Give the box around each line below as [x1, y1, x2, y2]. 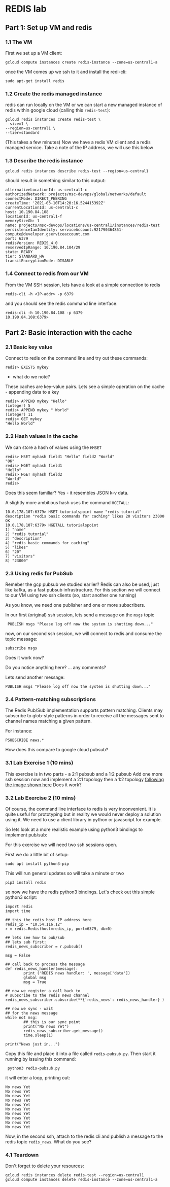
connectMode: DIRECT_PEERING [5, 196, 67, 201]
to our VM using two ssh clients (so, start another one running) [5, 592, 137, 599]
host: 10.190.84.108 [5, 210, 49, 215]
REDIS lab [5, 3, 47, 15]
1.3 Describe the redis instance [5, 157, 83, 164]
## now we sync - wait [5, 1006, 53, 1011]
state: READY [5, 250, 33, 255]
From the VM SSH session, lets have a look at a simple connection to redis [5, 282, 161, 288]
